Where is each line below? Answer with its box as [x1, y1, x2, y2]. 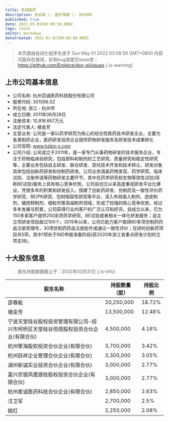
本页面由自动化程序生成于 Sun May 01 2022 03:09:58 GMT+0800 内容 [17, 50, 163, 56]
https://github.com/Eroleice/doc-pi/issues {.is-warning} [17, 62, 133, 68]
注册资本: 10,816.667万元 [12, 117, 64, 124]
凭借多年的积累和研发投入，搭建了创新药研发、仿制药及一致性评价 [21, 187, 158, 193]
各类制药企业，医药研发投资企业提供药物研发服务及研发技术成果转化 [12, 136, 154, 143]
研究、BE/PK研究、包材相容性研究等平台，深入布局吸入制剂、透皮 [17, 193, 153, 200]
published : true [5, 17, 39, 22]
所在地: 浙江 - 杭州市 [12, 105, 55, 111]
